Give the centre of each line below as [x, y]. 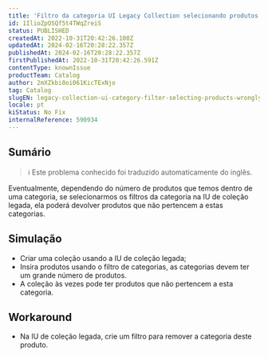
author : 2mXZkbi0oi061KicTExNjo [62, 82]
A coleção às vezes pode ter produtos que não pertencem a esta [126, 283]
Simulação [35, 239]
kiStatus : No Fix [37, 113]
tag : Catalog [30, 90]
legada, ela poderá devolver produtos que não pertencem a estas [116, 205]
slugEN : [21, 98]
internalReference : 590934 [53, 120]
